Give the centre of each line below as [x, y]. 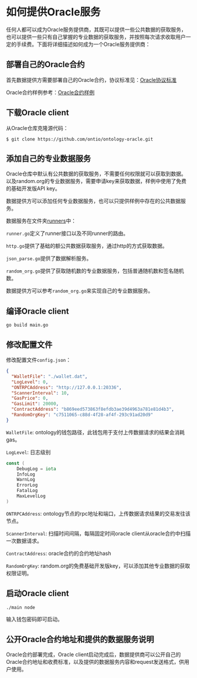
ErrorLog [27, 485]
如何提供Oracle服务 [53, 12]
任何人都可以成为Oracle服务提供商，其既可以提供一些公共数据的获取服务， [96, 29]
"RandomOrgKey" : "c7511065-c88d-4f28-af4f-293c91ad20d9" [82, 415]
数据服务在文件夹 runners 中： [41, 221]
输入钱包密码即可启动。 [34, 619]
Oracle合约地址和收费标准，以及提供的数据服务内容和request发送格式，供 [95, 662]
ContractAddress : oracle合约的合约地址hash [59, 553]
